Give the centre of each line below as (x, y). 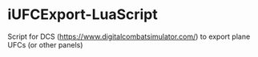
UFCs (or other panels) (45, 44)
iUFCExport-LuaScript (83, 15)
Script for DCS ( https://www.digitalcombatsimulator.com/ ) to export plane (129, 36)
